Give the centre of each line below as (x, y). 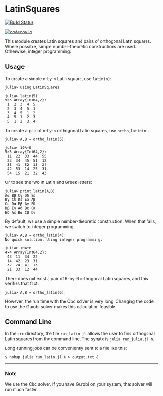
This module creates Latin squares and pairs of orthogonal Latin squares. (78, 41)
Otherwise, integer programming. (38, 51)
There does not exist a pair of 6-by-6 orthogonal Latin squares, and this (77, 278)
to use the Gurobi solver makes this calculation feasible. (61, 306)
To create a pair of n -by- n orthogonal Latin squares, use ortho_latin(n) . (77, 130)
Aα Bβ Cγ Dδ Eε (20, 195)
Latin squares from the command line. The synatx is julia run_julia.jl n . (80, 339)
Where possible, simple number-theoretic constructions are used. (71, 46)
